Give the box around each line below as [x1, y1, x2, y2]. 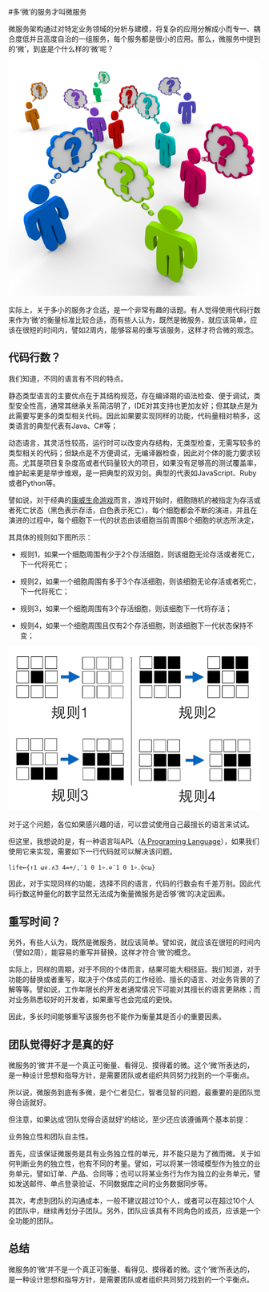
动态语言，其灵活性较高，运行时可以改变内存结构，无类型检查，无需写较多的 [8, 438, 261, 447]
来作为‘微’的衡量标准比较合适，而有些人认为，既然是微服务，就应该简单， [8, 315, 251, 324]
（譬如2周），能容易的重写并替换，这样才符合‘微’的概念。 [8, 948, 195, 957]
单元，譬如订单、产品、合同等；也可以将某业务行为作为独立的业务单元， [14, 1168, 254, 1178]
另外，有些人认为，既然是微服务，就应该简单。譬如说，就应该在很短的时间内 [8, 938, 261, 948]
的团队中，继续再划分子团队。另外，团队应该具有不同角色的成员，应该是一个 [8, 1205, 261, 1215]
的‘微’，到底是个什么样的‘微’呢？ [8, 44, 114, 54]
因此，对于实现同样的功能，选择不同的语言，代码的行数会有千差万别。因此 [8, 878, 254, 889]
